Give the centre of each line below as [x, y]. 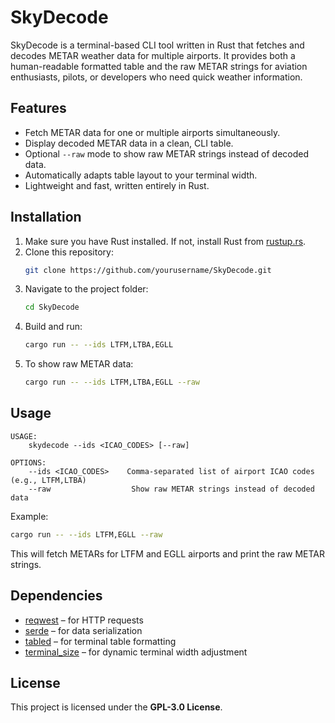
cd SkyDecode [52, 307]
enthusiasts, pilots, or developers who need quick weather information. [156, 77]
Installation [46, 217]
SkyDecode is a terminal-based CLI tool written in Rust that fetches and [157, 45]
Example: [29, 516]
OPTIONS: [28, 462]
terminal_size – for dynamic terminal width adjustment [136, 652]
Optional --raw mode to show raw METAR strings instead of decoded [167, 153]
